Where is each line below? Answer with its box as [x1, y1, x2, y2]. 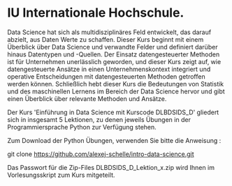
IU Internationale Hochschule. [7, 5, 184, 21]
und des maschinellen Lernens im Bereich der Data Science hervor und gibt [7, 87, 225, 95]
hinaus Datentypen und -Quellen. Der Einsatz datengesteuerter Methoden [7, 50, 220, 59]
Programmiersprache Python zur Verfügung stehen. [7, 123, 157, 131]
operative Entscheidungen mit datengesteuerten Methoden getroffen [7, 72, 205, 81]
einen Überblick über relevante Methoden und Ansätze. [7, 94, 167, 102]
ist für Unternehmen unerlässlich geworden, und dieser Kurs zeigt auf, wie [7, 57, 222, 65]
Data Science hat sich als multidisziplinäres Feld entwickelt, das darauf [7, 28, 212, 36]
